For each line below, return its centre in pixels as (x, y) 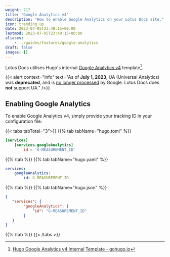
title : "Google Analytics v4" (37, 15)
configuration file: (24, 121)
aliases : (14, 38)
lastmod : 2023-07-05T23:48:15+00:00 (44, 33)
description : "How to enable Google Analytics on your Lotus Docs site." (85, 19)
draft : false (19, 47)
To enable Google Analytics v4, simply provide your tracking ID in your (79, 116)
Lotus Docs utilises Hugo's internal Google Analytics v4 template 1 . (74, 67)
